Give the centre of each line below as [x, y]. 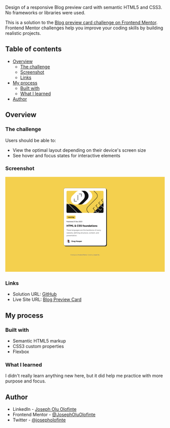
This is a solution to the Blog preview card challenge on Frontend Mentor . [81, 23]
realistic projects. [23, 33]
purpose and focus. [26, 381]
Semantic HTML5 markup [39, 341]
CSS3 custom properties [38, 347]
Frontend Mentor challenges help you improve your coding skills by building [84, 28]
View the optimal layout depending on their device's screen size [79, 150]
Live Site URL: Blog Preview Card [47, 299]
